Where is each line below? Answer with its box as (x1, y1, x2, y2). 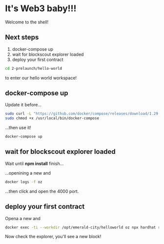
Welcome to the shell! (5, 19, 49, 25)
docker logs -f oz (5, 179, 42, 184)
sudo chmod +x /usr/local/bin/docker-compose (5, 116, 99, 121)
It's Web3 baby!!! (5, 3, 77, 14)
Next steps (5, 33, 39, 41)
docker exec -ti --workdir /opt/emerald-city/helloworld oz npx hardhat (5, 225, 156, 230)
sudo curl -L (5, 111, 32, 116)
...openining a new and (5, 170, 51, 176)
